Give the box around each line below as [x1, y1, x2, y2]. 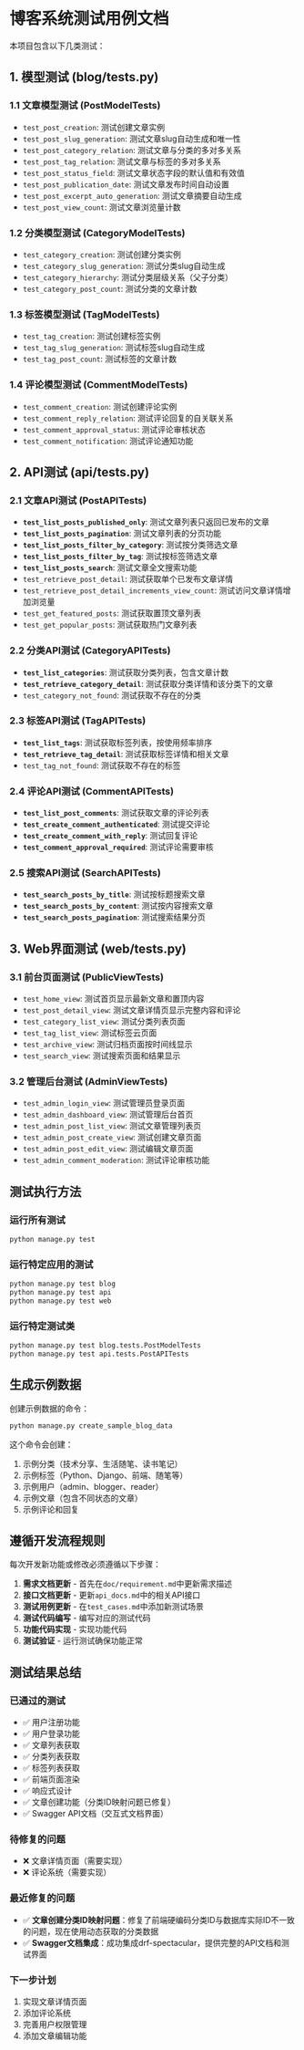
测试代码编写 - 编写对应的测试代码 [22, 1612, 152, 1624]
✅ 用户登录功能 [22, 1728, 80, 1739]
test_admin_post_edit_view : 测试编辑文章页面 [22, 1143, 194, 1154]
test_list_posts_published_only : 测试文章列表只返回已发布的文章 [22, 516, 270, 527]
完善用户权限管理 [22, 2018, 87, 2030]
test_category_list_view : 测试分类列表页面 [22, 1016, 186, 1027]
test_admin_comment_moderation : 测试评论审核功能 [22, 1155, 210, 1166]
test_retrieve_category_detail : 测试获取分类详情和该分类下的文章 [22, 678, 274, 689]
